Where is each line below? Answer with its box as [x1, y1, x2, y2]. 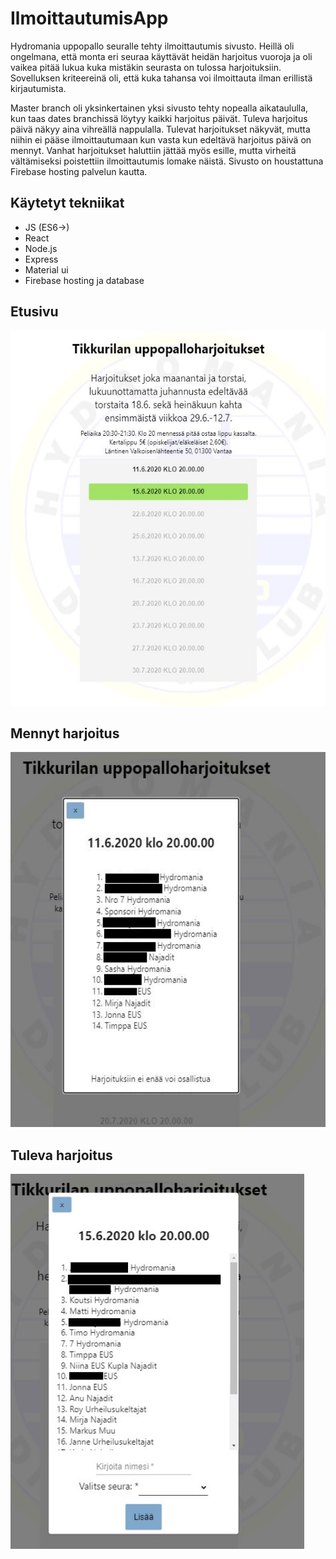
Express [24, 253, 59, 265]
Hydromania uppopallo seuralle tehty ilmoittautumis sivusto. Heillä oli [10, 40, 295, 52]
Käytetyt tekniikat [10, 195, 125, 212]
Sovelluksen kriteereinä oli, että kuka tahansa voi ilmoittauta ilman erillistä [10, 72, 313, 84]
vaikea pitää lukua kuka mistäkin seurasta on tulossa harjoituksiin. [10, 61, 282, 73]
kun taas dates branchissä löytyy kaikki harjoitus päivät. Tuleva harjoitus [10, 112, 308, 124]
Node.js [24, 242, 58, 254]
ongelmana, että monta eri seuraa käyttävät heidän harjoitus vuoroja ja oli [10, 50, 313, 62]
